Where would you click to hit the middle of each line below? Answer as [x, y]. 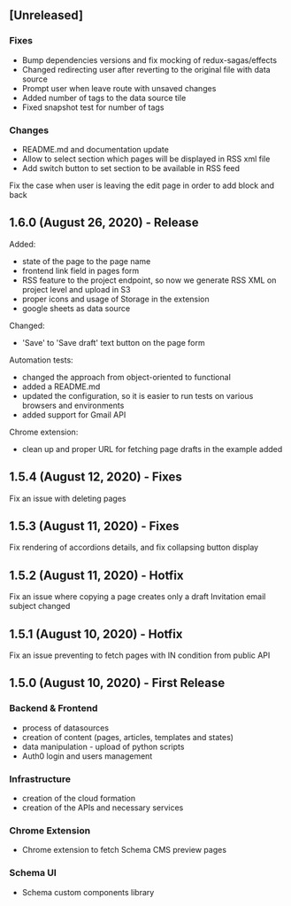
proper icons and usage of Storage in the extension [115, 299]
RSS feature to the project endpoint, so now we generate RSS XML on [149, 280]
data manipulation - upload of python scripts [103, 746]
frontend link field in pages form [80, 270]
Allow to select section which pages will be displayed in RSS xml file [146, 159]
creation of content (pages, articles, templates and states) [128, 737]
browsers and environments [73, 405]
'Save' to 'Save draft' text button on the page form [113, 342]
